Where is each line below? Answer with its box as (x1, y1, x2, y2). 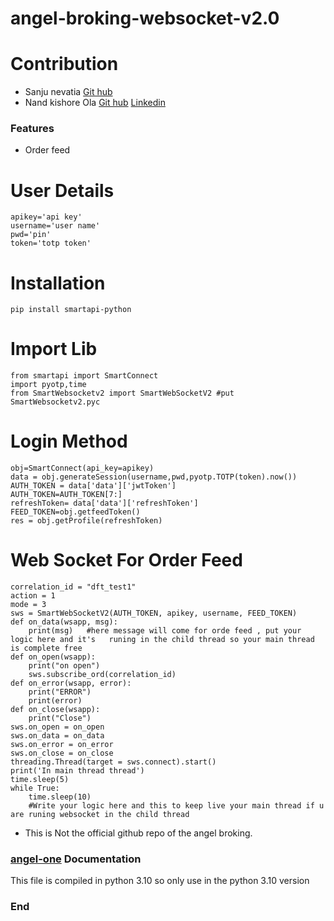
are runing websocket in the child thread (10, 810, 190, 820)
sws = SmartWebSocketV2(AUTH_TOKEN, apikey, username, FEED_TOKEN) (10, 608, 298, 619)
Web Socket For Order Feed (10, 549, 243, 572)
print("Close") (28, 713, 92, 724)
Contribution (10, 53, 119, 76)
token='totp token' (10, 238, 92, 249)
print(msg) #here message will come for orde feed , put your (28, 626, 302, 636)
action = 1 (10, 591, 56, 601)
